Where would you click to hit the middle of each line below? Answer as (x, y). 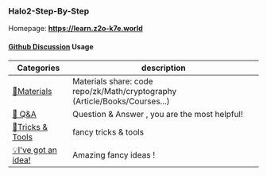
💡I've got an (35, 150)
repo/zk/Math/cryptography (125, 91)
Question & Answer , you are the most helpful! (158, 114)
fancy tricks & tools (108, 131)
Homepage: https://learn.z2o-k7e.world (75, 29)
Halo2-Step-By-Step (49, 11)
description (164, 68)
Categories (39, 68)
